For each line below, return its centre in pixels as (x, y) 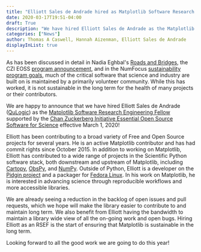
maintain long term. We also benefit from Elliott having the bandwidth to (95, 212)
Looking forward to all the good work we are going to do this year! (88, 242)
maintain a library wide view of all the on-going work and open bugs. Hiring (99, 218)
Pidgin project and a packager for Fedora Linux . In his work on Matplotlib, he (101, 175)
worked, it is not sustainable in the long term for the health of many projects (100, 88)
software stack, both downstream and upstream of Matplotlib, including (94, 162)
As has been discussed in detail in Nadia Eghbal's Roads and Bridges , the (97, 62)
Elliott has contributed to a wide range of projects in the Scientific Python (97, 155)
